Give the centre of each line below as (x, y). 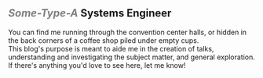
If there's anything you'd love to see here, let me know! (97, 65)
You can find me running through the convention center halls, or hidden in (128, 32)
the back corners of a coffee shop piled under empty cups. (104, 40)
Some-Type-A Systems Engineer (90, 14)
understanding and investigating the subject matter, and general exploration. (131, 57)
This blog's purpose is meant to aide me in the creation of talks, (111, 48)
